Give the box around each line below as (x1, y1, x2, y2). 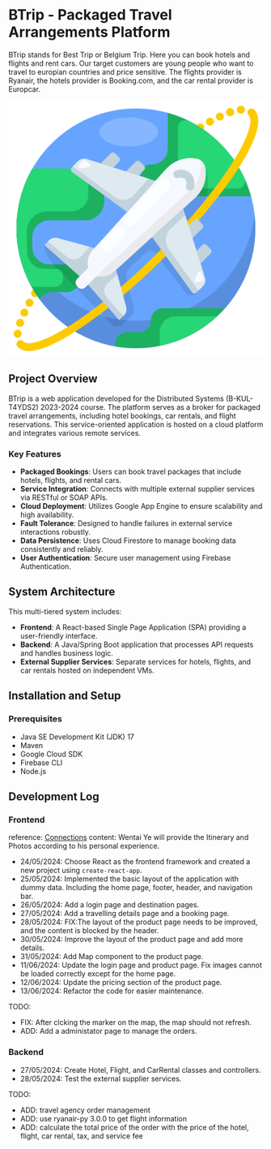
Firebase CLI (19, 757, 63, 768)
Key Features (8, 448, 62, 459)
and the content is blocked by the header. (19, 926, 159, 936)
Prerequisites (8, 713, 62, 725)
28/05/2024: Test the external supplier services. (19, 1074, 182, 1083)
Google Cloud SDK (19, 749, 83, 759)
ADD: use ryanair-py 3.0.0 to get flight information (19, 1113, 188, 1123)
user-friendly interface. (19, 630, 98, 640)
